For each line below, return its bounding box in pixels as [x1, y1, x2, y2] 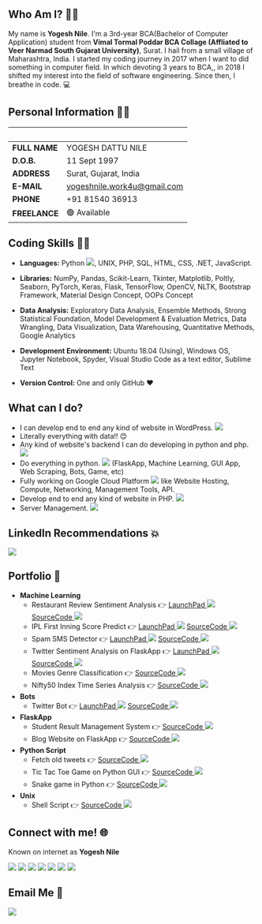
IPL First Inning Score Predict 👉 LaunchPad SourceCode [31, 621, 227, 631]
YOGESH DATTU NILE [66, 142, 148, 153]
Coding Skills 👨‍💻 [8, 237, 91, 250]
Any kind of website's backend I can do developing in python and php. [19, 440, 249, 450]
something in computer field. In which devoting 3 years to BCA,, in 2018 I [8, 62, 245, 72]
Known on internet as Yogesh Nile [8, 847, 120, 856]
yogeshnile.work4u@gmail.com [66, 181, 184, 192]
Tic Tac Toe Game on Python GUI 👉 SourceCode [31, 767, 193, 776]
